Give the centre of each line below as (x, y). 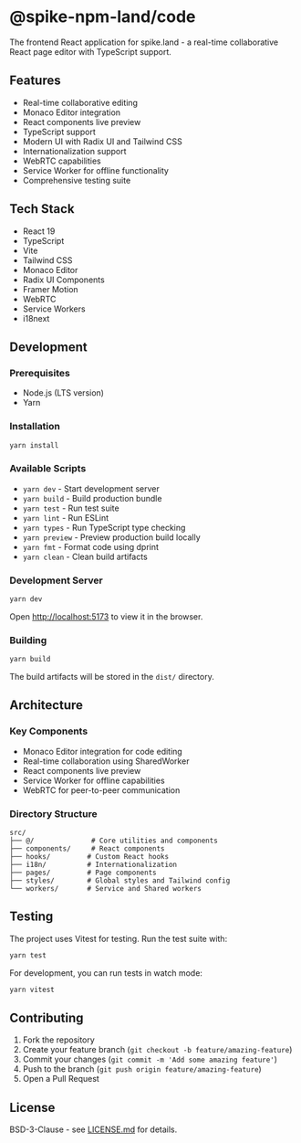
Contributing (47, 1018)
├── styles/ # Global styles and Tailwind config (120, 881)
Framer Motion (51, 289)
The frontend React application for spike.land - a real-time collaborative (144, 42)
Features (35, 81)
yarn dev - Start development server (91, 488)
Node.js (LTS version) (63, 393)
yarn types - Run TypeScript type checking (104, 527)
